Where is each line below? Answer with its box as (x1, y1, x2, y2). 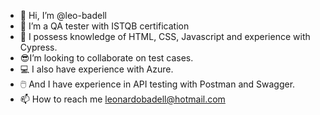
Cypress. (19, 41, 58, 53)
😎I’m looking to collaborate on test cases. (19, 52, 194, 64)
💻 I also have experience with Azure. (19, 63, 174, 75)
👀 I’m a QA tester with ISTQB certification (19, 20, 190, 32)
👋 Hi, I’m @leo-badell (19, 10, 107, 21)
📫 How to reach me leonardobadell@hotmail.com (19, 93, 226, 105)
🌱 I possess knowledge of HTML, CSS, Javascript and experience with (19, 31, 311, 42)
